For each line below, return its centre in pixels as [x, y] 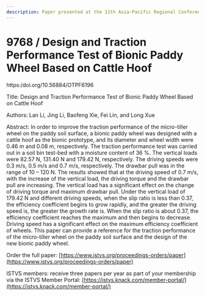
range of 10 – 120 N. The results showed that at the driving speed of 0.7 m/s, [103, 172]
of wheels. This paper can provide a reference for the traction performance [101, 230]
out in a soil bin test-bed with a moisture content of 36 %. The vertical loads [102, 152]
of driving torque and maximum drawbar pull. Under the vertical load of [96, 191]
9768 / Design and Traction [77, 42]
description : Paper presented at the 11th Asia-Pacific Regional [91, 12]
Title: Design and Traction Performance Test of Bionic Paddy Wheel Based [100, 97]
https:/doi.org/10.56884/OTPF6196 [50, 85]
